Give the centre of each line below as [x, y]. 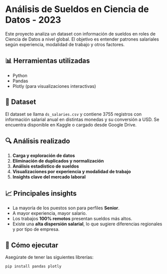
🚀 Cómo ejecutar [32, 245]
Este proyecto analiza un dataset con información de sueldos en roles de [80, 34]
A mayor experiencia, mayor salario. [50, 213]
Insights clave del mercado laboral [49, 177]
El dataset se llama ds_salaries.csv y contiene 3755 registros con [73, 114]
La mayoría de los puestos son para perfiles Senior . [66, 208]
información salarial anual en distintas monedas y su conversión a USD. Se [82, 119]
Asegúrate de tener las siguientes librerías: [49, 257]
